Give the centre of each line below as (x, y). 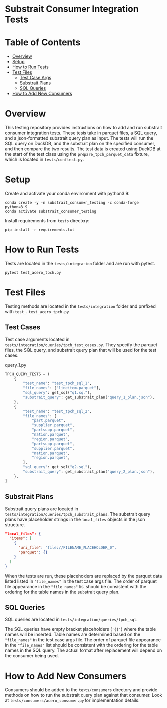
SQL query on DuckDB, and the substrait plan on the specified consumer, (80, 144)
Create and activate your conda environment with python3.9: (68, 194)
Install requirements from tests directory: (47, 221)
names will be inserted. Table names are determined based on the (73, 634)
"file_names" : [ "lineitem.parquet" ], (62, 388)
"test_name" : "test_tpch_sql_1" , (58, 383)
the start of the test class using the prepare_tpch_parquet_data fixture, (77, 154)
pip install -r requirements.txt (40, 230)
